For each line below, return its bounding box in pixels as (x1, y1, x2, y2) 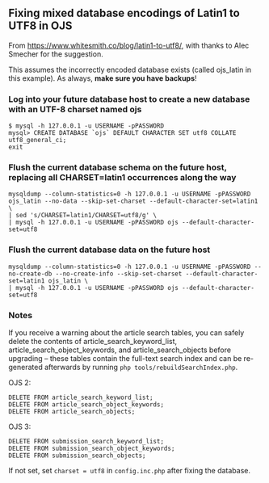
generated (8, 363, 43, 372)
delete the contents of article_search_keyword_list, (8, 337, 178, 346)
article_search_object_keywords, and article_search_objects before (8, 345, 232, 355)
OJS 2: (8, 378, 32, 387)
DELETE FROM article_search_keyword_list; (8, 393, 153, 401)
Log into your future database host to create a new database (8, 93, 250, 104)
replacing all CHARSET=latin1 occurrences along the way (8, 172, 237, 183)
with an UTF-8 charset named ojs (8, 103, 142, 115)
